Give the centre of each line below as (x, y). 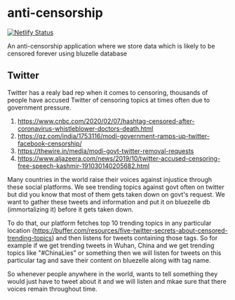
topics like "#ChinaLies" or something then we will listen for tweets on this (114, 253)
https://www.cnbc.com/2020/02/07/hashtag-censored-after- (106, 121)
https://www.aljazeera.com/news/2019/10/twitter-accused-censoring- (119, 158)
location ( (21, 230)
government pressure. (39, 107)
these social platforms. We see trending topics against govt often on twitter (116, 187)
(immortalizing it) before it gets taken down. (70, 209)
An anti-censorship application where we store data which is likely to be (111, 46)
